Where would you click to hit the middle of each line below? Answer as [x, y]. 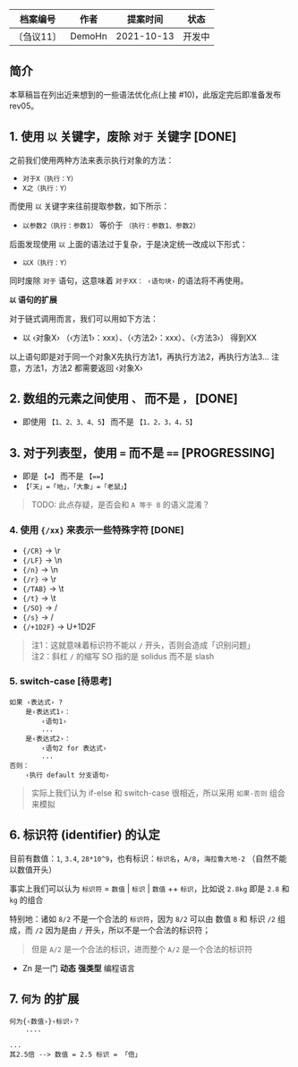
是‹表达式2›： [48, 738]
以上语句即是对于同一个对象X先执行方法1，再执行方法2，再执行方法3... [140, 357]
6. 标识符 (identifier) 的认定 [85, 835]
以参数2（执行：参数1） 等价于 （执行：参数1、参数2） [111, 225]
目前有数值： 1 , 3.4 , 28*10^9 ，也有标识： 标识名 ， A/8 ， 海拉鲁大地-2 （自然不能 [148, 858]
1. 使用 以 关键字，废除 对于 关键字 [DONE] [123, 137]
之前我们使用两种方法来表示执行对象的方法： [92, 159]
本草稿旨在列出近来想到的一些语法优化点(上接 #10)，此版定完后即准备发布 [145, 94]
